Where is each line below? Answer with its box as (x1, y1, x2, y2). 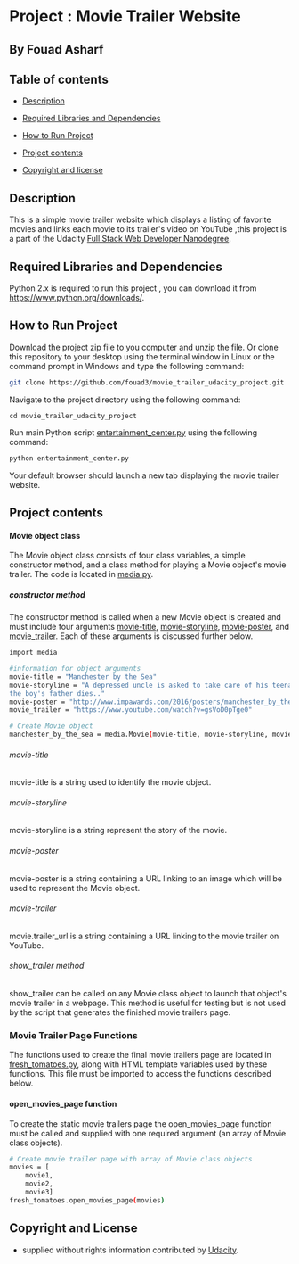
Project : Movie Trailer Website (9, 6, 242, 27)
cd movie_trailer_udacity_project (9, 411, 138, 420)
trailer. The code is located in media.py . (9, 569, 154, 580)
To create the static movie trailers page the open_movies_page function (9, 1118, 272, 1129)
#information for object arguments (9, 665, 141, 673)
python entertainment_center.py (9, 453, 129, 463)
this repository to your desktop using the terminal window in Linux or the (9, 351, 275, 362)
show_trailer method (9, 961, 85, 971)
